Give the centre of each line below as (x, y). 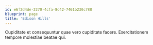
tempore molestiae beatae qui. (36, 37)
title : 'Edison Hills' (28, 18)
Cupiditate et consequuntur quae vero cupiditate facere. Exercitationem (77, 32)
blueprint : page (21, 14)
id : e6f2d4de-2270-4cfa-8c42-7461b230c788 (49, 9)
